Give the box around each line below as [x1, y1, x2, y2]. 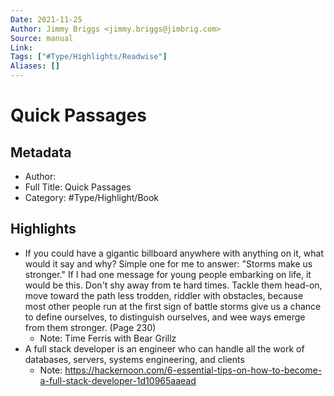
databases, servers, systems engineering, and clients [24, 353, 245, 365]
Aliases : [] [10, 61, 60, 71]
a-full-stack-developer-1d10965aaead [39, 374, 197, 386]
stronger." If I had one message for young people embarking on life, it [24, 268, 312, 280]
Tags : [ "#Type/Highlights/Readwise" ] [10, 52, 168, 62]
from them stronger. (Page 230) [24, 321, 157, 333]
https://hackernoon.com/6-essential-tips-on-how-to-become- [64, 364, 323, 376]
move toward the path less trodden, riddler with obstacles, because [24, 289, 304, 301]
